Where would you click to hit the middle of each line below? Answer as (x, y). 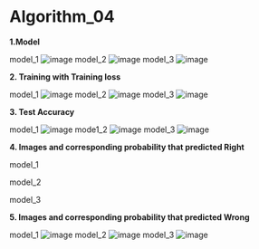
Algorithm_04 (62, 17)
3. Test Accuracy (42, 111)
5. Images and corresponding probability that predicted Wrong (129, 217)
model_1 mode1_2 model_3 (92, 129)
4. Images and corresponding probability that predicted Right (127, 147)
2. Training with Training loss (65, 77)
